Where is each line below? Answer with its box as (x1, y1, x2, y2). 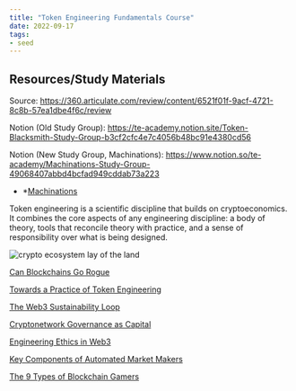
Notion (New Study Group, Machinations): (9, 149, 164, 160)
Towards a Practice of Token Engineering (9, 284, 161, 295)
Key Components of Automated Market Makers (9, 354, 184, 365)
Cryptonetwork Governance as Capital (9, 319, 152, 330)
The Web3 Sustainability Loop (9, 302, 121, 313)
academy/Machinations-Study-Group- (9, 159, 151, 170)
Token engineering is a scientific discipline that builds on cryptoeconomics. (9, 203, 288, 214)
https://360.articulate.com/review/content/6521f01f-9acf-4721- (39, 95, 274, 106)
